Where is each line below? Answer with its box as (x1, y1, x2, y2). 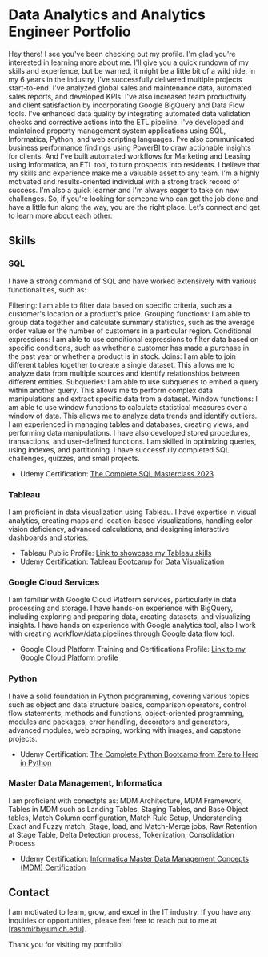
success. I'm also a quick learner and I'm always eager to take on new (8, 185, 240, 195)
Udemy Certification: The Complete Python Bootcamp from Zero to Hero (19, 749, 259, 758)
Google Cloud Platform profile (19, 653, 118, 662)
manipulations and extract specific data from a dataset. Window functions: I (8, 394, 258, 404)
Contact (8, 886, 50, 899)
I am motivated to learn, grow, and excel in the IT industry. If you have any (8, 907, 252, 916)
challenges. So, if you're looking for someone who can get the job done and (8, 194, 258, 203)
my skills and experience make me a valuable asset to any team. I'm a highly (8, 168, 260, 178)
